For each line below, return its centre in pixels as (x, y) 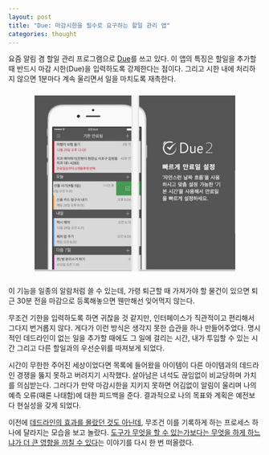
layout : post (30, 17)
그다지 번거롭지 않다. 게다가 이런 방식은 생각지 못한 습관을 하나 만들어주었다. (127, 328)
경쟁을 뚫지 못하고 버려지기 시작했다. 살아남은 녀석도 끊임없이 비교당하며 (129, 375)
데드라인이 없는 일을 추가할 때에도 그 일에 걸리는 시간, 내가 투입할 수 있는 (137, 338)
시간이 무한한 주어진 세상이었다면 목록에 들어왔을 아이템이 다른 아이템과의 (123, 365)
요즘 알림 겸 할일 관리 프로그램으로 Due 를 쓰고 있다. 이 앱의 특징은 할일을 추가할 (132, 59)
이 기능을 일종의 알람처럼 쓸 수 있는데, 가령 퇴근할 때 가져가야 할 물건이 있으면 (129, 291)
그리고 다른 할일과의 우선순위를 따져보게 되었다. (91, 348)
